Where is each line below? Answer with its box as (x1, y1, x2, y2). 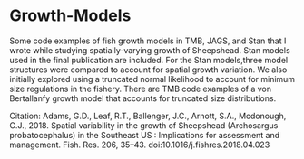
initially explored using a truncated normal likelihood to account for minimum (9, 73, 296, 84)
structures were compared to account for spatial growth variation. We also (9, 64, 288, 75)
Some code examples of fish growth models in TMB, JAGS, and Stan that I (9, 35, 287, 46)
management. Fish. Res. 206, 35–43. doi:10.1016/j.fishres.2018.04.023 (9, 139, 270, 150)
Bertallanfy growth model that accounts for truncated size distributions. (9, 92, 277, 104)
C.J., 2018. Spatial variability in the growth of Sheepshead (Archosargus (9, 119, 279, 131)
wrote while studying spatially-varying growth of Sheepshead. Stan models (9, 44, 290, 55)
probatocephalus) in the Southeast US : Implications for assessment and (9, 129, 280, 140)
